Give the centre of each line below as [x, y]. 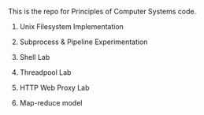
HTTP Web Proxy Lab [54, 87]
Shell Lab [35, 57]
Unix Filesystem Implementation [72, 26]
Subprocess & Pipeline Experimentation [83, 42]
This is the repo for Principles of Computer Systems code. [102, 11]
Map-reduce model [51, 103]
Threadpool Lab [45, 72]
